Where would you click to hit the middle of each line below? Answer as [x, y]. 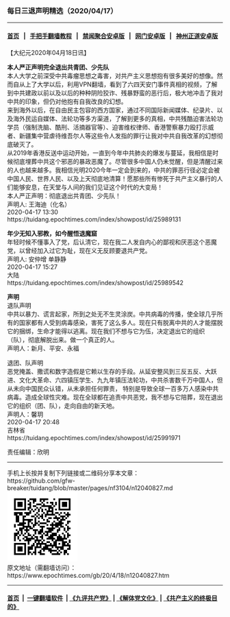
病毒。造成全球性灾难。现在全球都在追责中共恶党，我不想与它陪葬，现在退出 [115, 397]
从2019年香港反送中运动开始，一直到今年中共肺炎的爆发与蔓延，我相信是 [110, 153]
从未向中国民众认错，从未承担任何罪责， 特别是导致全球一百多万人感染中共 [113, 388]
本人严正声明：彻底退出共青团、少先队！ [64, 195]
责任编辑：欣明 [28, 452]
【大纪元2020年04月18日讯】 [49, 52]
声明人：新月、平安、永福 [43, 348]
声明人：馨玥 [25, 414]
